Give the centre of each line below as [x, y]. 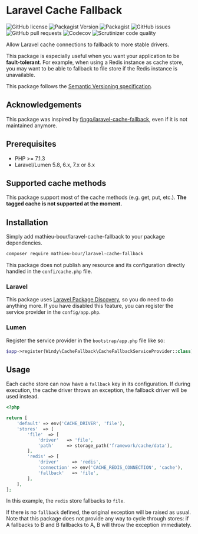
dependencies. [24, 243]
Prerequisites [31, 144]
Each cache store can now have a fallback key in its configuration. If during [98, 384]
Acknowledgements [44, 105]
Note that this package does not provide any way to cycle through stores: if [98, 519]
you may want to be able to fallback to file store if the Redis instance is [92, 68]
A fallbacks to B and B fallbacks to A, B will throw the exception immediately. [99, 525]
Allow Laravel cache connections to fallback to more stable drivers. [88, 44]
